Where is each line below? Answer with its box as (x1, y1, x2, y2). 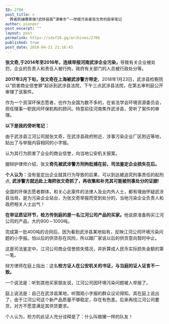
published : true (5, 40, 39, 45)
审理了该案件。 (5, 88, 36, 94)
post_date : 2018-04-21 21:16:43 (5, 45, 73, 50)
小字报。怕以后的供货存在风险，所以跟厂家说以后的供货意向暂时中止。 (14, 235, 159, 241)
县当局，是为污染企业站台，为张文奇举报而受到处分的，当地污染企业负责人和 (5, 194, 164, 201)
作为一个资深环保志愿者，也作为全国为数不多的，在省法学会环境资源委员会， (5, 99, 164, 105)
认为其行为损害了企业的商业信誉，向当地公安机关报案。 (5, 150, 120, 156)
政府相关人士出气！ (5, 201, 45, 207)
